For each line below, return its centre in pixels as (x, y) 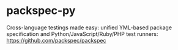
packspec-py (41, 11)
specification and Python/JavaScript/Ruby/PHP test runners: (82, 34)
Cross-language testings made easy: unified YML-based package (89, 27)
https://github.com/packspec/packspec (56, 40)
